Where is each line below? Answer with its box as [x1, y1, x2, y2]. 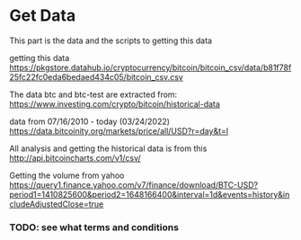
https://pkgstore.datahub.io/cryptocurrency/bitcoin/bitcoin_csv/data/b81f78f [9, 62, 292, 73]
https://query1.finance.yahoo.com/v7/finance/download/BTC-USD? [9, 179, 259, 190]
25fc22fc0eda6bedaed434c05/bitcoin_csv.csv [9, 71, 184, 82]
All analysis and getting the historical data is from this [9, 143, 208, 154]
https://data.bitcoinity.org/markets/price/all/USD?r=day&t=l [9, 125, 229, 136]
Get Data [9, 5, 76, 26]
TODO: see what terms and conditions [9, 221, 180, 234]
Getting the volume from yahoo [9, 170, 125, 181]
